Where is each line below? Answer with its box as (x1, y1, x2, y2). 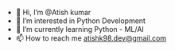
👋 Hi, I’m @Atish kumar (15, 8, 91, 17)
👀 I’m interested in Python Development (15, 16, 146, 25)
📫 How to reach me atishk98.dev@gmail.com (15, 33, 167, 43)
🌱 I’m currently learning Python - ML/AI (15, 25, 145, 33)
